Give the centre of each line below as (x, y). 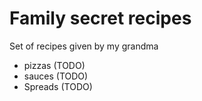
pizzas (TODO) (54, 65)
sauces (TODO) (56, 76)
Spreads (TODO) (58, 86)
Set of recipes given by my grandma (84, 46)
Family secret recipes (100, 18)
